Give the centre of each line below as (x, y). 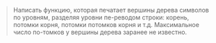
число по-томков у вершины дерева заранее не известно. (100, 32)
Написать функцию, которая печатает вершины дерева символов (111, 10)
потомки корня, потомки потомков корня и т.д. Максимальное (106, 25)
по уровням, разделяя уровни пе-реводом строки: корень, (101, 17)
